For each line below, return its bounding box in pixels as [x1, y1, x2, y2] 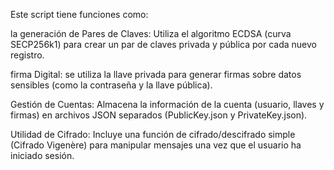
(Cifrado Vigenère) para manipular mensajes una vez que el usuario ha [10, 139, 302, 151]
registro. [10, 49, 45, 61]
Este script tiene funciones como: [10, 9, 149, 20]
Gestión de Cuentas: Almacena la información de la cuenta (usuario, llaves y [10, 99, 325, 110]
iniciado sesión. [10, 150, 75, 161]
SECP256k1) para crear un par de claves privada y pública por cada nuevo [10, 39, 317, 50]
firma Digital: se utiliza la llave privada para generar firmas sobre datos [10, 69, 302, 80]
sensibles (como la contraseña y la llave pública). [10, 79, 213, 91]
